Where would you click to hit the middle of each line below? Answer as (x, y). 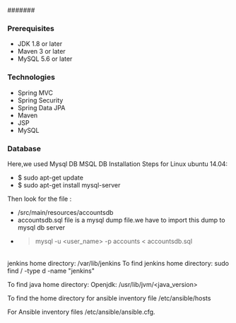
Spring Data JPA (41, 107)
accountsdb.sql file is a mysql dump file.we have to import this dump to (121, 220)
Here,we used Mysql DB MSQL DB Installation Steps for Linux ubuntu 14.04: (118, 164)
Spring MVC (35, 93)
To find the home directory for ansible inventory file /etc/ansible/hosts (109, 298)
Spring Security (40, 100)
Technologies (31, 77)
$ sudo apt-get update (50, 177)
